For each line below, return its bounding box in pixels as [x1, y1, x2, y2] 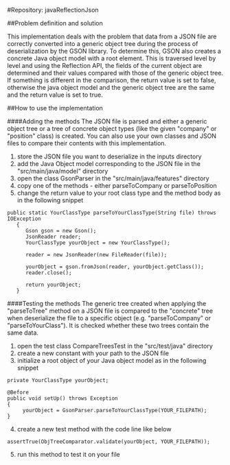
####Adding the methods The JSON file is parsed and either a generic [7, 117, 207, 126]
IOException [7, 215, 41, 222]
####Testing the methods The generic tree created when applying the [7, 300, 207, 307]
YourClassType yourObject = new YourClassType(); [25, 239, 170, 246]
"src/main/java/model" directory [16, 167, 108, 175]
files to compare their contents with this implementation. [7, 139, 167, 147]
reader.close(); [25, 270, 72, 276]
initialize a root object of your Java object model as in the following [16, 357, 207, 364]
